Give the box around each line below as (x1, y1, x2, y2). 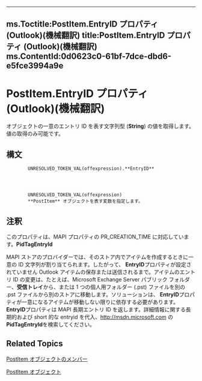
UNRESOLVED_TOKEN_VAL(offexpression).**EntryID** (28, 166, 155, 172)
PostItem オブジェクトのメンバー (6, 355, 88, 362)
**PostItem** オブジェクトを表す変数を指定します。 (28, 199, 143, 205)
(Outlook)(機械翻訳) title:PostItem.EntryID (6, 31, 165, 41)
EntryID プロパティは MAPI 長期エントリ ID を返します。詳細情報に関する (6, 305, 186, 313)
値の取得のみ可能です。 (6, 130, 64, 137)
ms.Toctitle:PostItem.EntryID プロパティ (6, 19, 159, 29)
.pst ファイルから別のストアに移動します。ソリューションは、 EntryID (6, 290, 179, 298)
